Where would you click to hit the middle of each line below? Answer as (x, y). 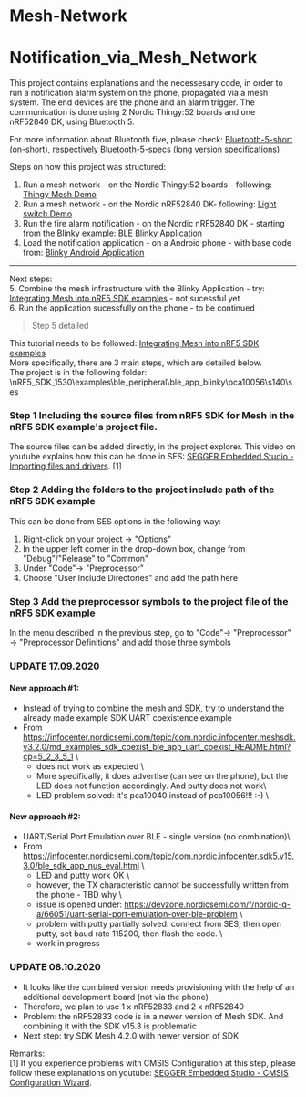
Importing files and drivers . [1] (66, 466)
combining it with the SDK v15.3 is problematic (110, 1026)
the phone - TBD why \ (79, 895)
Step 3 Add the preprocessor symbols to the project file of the (149, 601)
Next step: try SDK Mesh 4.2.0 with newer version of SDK (131, 1035)
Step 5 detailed (60, 326)
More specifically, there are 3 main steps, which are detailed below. (136, 363)
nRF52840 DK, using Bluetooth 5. (72, 122)
